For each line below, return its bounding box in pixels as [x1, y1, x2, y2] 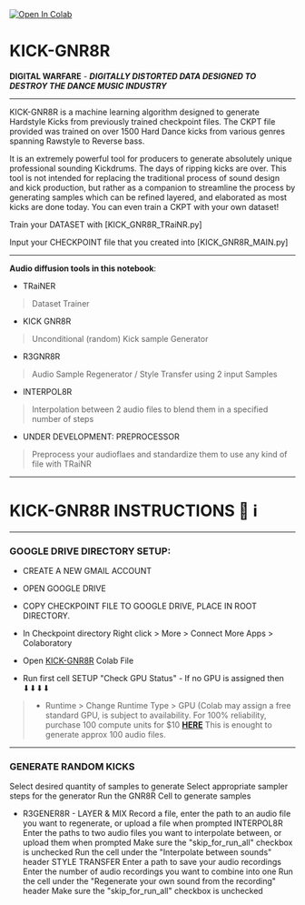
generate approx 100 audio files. [44, 729, 166, 740]
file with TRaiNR [31, 458, 93, 469]
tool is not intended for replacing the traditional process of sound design [9, 172, 280, 183]
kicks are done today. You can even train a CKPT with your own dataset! [9, 201, 280, 212]
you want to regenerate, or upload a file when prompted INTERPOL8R [22, 818, 283, 829]
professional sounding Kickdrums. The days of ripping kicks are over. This [9, 163, 288, 174]
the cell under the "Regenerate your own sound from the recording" [22, 876, 277, 887]
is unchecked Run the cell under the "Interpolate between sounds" [22, 847, 272, 858]
